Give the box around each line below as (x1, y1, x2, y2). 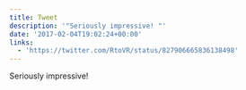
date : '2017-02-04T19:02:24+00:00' (9, 29, 143, 38)
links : (9, 37, 34, 47)
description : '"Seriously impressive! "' (9, 21, 167, 30)
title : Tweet (9, 12, 58, 22)
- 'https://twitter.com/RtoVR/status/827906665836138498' (17, 46, 240, 55)
